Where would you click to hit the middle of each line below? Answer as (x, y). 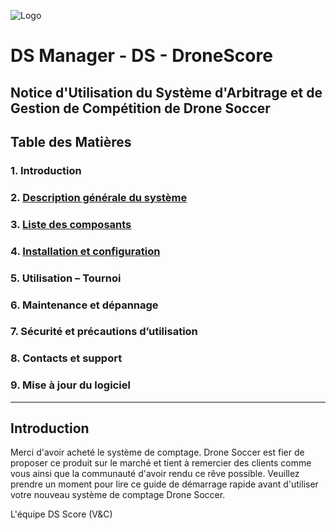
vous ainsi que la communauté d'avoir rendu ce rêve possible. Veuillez (155, 474)
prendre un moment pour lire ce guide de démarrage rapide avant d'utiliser (164, 484)
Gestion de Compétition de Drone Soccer (140, 108)
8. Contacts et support (66, 358)
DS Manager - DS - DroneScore (141, 56)
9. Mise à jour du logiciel (70, 385)
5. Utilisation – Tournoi (66, 278)
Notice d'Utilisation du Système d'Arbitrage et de (166, 92)
